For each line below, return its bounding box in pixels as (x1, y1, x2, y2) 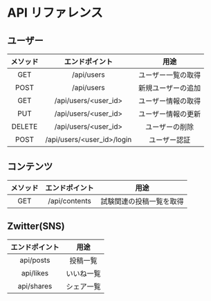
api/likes (21, 268, 49, 277)
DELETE (11, 122, 38, 131)
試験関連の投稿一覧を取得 (100, 197, 185, 206)
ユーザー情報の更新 (138, 109, 201, 118)
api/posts (19, 255, 51, 265)
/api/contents (48, 196, 91, 206)
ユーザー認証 (148, 135, 191, 145)
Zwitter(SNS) (7, 221, 65, 232)
